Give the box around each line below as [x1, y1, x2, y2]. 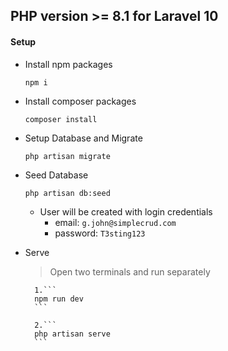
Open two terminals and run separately [49, 265, 211, 278]
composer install [24, 114, 98, 124]
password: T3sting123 [54, 227, 146, 239]
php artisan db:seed [24, 188, 111, 198]
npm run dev [34, 294, 84, 304]
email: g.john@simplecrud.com [54, 216, 177, 228]
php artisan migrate [24, 151, 111, 161]
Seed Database [24, 169, 89, 181]
